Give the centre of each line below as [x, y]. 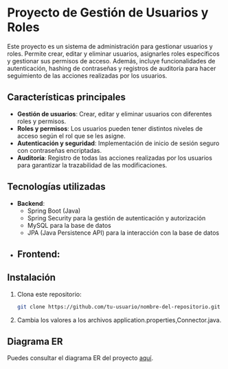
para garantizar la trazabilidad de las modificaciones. [92, 165]
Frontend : [38, 254]
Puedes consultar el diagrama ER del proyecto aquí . [80, 358]
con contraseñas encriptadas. [59, 150]
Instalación [32, 278]
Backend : [31, 203]
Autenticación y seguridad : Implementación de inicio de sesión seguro [118, 143]
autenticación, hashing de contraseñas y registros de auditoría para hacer [112, 68]
